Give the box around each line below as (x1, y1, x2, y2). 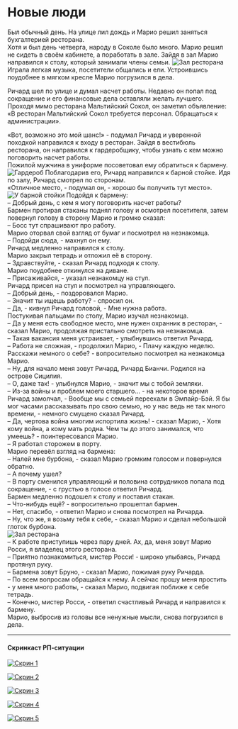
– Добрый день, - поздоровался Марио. (7, 289, 128, 297)
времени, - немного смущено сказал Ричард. (7, 409, 146, 418)
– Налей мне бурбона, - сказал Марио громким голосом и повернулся (7, 455, 222, 463)
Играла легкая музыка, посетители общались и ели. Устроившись (7, 65, 208, 74)
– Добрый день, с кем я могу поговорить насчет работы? (7, 198, 182, 206)
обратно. (7, 462, 35, 470)
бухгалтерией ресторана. (7, 35, 85, 43)
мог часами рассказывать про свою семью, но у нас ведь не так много (7, 401, 226, 410)
